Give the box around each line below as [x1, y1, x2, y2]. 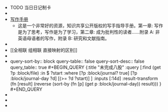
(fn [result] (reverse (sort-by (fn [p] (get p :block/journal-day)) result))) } [10, 81, 162, 87]
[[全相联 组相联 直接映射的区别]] [10, 47, 78, 53]
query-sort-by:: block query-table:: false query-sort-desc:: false [10, 58, 145, 64]
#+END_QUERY [10, 86, 42, 92]
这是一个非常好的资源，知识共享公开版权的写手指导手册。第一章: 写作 [17, 22, 163, 29]
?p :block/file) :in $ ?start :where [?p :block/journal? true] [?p [10, 70, 137, 76]
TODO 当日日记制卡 [10, 5, 51, 10]
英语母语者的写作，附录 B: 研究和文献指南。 [17, 35, 109, 41]
